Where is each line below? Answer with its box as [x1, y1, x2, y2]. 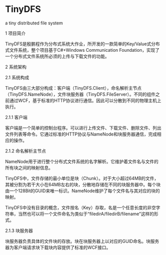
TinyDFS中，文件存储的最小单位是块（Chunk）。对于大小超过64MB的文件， [5, 175, 159, 181]
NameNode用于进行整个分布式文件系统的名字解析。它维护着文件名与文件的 [5, 158, 159, 164]
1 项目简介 [5, 30, 26, 36]
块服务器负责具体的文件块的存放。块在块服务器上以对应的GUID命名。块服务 [5, 238, 160, 244]
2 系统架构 [5, 64, 27, 70]
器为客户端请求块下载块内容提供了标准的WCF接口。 [5, 244, 111, 250]
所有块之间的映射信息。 [5, 164, 53, 170]
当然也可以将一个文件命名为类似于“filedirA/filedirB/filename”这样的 [18, 211, 155, 217]
